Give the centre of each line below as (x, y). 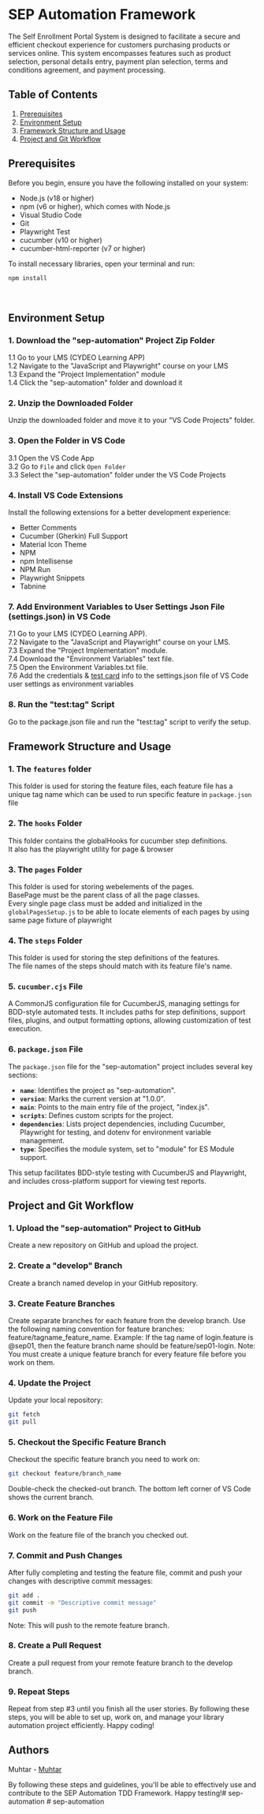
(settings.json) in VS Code (59, 616)
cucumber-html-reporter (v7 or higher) (82, 248)
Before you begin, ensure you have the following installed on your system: (128, 182)
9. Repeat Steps (39, 1692)
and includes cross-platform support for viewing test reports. (108, 1180)
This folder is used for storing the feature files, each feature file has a (121, 786)
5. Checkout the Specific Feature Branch (87, 1442)
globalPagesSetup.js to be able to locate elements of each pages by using (129, 911)
